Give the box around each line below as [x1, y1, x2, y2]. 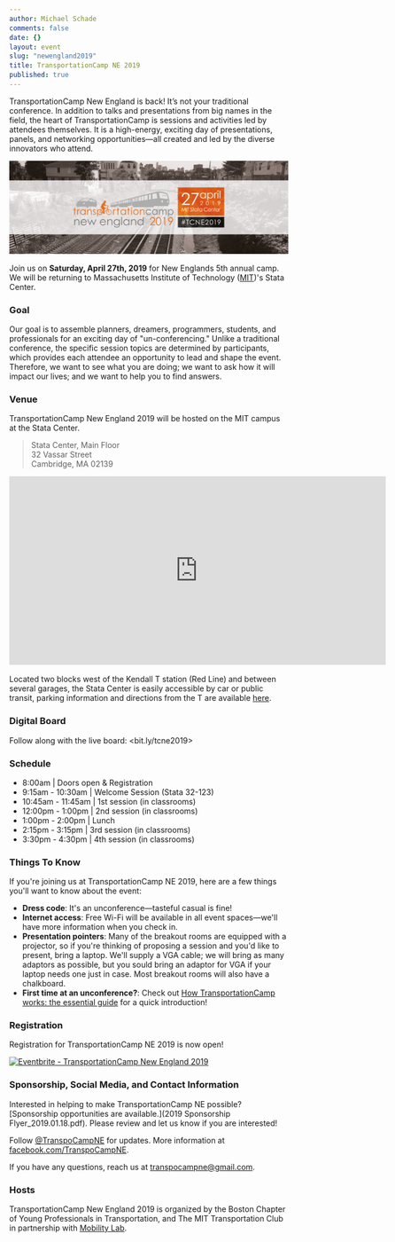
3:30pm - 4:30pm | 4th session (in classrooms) [21, 834, 195, 845]
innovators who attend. [9, 143, 94, 153]
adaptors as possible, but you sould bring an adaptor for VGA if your [21, 959, 272, 971]
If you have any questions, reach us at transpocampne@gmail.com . [9, 1161, 255, 1172]
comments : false [9, 23, 69, 33]
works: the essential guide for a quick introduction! [21, 997, 208, 1008]
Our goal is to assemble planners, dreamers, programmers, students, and [9, 324, 276, 334]
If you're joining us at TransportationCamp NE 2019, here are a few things [9, 876, 277, 887]
